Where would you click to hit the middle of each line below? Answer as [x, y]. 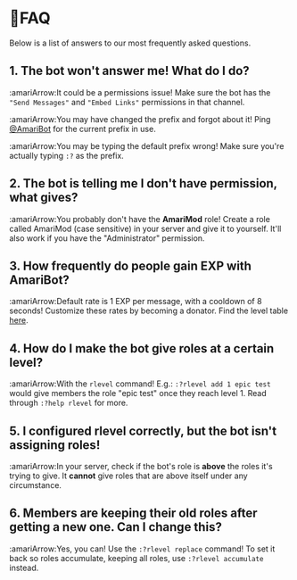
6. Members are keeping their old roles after [133, 514]
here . [19, 320]
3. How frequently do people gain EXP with [131, 265]
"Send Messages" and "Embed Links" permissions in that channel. [127, 102]
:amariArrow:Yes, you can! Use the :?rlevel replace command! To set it [142, 549]
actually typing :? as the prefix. [67, 155]
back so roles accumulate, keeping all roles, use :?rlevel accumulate [136, 558]
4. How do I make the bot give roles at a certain [142, 348]
